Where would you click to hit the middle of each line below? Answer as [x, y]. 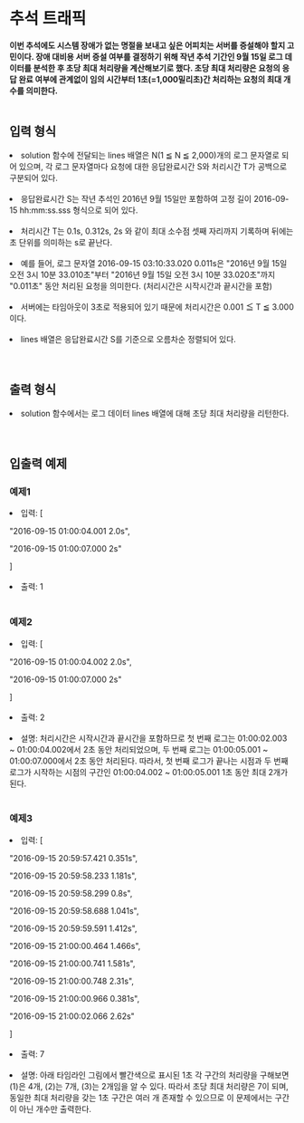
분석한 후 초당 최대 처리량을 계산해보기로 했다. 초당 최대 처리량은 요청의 [157, 68]
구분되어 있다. [34, 178]
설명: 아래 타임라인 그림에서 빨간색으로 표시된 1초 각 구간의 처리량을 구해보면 [155, 1075]
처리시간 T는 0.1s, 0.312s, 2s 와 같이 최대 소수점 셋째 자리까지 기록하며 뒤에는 [157, 231]
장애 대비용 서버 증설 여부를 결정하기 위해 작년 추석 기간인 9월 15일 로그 [159, 56]
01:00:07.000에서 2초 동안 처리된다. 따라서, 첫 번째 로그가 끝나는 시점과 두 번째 [149, 761]
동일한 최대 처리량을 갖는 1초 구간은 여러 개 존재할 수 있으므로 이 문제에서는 [141, 1098]
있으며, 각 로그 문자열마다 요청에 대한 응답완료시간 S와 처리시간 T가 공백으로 [153, 166]
